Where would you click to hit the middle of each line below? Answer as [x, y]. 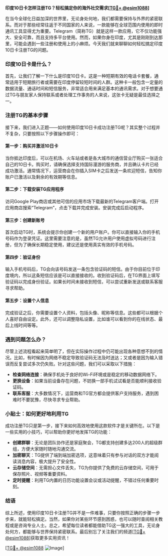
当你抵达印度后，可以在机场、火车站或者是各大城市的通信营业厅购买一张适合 [84, 158]
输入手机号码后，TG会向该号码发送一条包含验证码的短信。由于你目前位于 [80, 269]
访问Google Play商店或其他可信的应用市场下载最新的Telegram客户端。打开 [82, 201]
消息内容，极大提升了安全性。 [47, 462]
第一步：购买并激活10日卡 [32, 146]
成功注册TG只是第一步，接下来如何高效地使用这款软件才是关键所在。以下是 [83, 426]
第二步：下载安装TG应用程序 [34, 189]
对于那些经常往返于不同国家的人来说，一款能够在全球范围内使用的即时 [90, 25]
